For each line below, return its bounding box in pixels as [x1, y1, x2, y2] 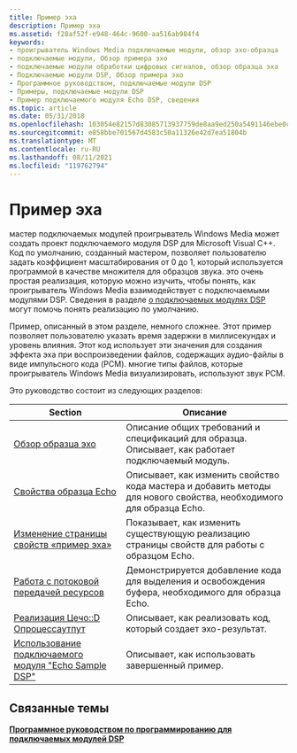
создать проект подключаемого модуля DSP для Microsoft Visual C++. [9, 238, 276, 249]
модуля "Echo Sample [13, 659, 107, 671]
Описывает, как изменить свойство [126, 469, 280, 481]
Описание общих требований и [126, 422, 261, 434]
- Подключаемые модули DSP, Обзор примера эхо [9, 71, 184, 80]
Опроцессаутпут [13, 623, 86, 635]
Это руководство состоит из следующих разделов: [9, 385, 203, 396]
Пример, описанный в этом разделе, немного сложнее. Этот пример [9, 321, 272, 332]
